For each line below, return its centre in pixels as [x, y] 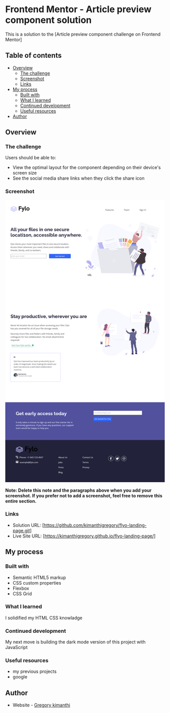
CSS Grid [22, 593]
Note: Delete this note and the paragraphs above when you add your [78, 490]
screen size [25, 173]
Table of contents [33, 56]
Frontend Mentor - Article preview [78, 9]
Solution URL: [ [28, 525]
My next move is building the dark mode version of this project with [75, 642]
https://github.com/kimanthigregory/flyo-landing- [95, 525]
